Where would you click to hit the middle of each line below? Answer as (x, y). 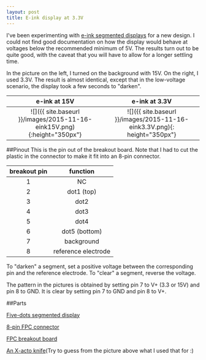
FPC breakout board (32, 339)
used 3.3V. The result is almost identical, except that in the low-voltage (96, 80)
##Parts (16, 303)
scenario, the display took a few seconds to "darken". (74, 86)
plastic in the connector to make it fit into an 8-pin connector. (84, 156)
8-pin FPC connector (33, 327)
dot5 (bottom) (82, 231)
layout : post (23, 12)
